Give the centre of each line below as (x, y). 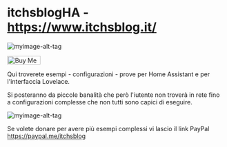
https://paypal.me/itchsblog (47, 136)
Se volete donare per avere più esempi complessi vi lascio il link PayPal (108, 128)
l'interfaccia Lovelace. (39, 81)
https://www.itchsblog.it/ (82, 27)
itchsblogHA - (48, 13)
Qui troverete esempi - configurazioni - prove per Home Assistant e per (109, 74)
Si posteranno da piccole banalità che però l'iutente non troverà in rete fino (113, 95)
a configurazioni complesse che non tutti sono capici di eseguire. (100, 102)
